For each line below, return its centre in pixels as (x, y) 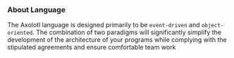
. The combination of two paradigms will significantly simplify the (127, 32)
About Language (36, 10)
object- (213, 26)
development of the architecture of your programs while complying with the (117, 40)
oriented (20, 33)
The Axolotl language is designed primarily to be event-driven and (104, 25)
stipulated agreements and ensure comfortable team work (92, 48)
